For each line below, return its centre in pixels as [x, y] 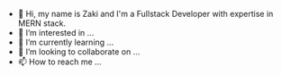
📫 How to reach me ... [59, 62]
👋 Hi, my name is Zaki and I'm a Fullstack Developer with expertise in [146, 14]
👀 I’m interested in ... [56, 33]
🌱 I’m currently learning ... [66, 42]
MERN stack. [41, 23]
